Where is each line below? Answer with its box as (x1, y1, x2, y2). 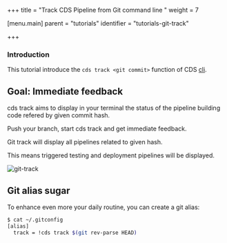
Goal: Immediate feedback (7, 86, 123, 97)
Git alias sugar (7, 184, 70, 196)
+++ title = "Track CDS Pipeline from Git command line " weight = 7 (7, 6, 199, 14)
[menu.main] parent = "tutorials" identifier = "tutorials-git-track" (7, 19, 190, 27)
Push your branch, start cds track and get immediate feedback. (7, 124, 187, 133)
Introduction (7, 50, 50, 59)
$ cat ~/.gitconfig (7, 216, 63, 223)
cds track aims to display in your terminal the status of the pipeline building (7, 104, 221, 113)
